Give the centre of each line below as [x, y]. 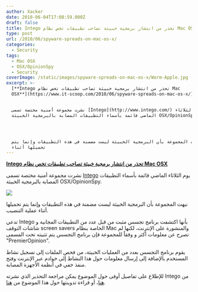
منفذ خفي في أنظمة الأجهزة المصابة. [46, 265]
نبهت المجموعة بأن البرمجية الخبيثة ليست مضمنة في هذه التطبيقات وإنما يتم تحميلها [97, 204]
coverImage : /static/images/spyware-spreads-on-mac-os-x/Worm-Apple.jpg [97, 77]
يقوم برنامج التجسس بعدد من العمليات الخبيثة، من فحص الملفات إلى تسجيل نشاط [96, 252]
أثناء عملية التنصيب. [27, 210]
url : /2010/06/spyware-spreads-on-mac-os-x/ [62, 39]
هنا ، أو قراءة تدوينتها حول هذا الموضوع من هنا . [56, 283]
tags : [13, 56]
